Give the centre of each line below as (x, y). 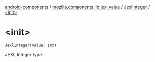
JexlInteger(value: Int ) (31, 45)
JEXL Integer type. (24, 54)
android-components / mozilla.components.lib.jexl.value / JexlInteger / (77, 7)
